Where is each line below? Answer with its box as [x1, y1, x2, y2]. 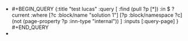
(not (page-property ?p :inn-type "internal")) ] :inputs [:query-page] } [11, 18, 179, 24]
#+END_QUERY [11, 24, 49, 31]
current [11, 12, 30, 18]
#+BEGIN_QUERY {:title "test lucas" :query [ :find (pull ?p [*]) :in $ [11, 6, 171, 12]
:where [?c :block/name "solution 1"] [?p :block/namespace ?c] [30, 12, 183, 18]
